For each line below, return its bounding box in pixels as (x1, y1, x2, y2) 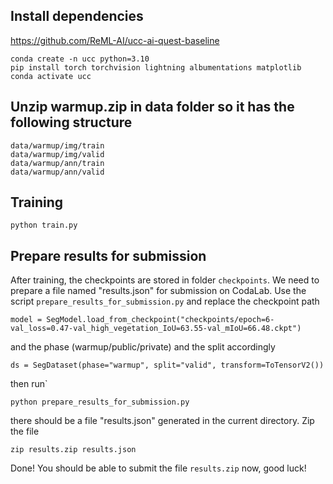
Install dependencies (10, 8, 144, 25)
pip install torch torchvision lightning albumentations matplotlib (10, 62, 302, 73)
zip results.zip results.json (10, 445, 137, 455)
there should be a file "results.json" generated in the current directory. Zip (10, 415, 315, 427)
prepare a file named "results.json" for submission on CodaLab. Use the (10, 285, 307, 297)
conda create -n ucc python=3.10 (10, 54, 150, 64)
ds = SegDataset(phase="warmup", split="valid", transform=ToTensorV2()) (10, 360, 325, 371)
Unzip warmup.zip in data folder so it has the (10, 99, 295, 116)
